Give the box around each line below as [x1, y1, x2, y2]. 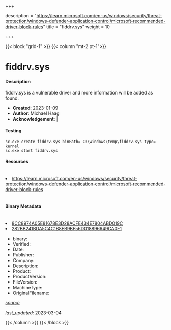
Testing [5, 127, 22, 133]
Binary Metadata [5, 203, 42, 209]
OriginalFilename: [12, 290, 50, 296]
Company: [12, 257, 35, 263]
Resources [5, 159, 29, 165]
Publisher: [12, 252, 34, 258]
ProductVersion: [12, 274, 47, 279]
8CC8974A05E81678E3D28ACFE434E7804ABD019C [12, 220, 123, 226]
